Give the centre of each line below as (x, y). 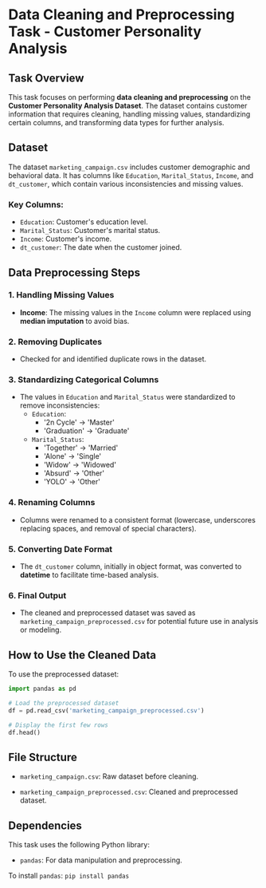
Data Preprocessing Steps (74, 272)
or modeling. (41, 630)
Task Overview (46, 78)
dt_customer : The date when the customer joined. (101, 247)
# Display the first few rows (59, 725)
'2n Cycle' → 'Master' (79, 422)
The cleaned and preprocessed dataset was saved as (108, 613)
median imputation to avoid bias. (74, 321)
